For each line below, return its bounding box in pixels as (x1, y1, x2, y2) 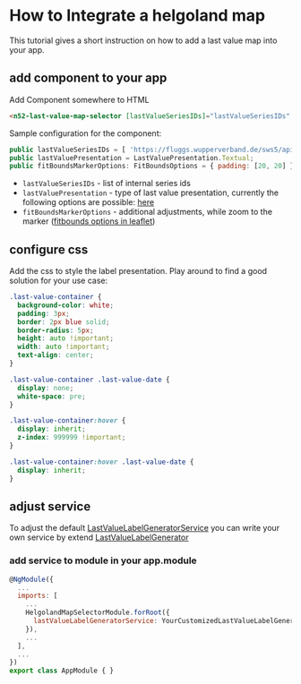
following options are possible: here (21, 197, 155, 208)
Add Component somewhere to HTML (9, 94, 150, 105)
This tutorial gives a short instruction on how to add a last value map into (9, 35, 278, 46)
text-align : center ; (17, 351, 94, 360)
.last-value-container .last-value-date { (9, 375, 170, 384)
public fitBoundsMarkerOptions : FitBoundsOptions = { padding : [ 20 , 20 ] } (9, 162, 295, 171)
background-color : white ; (17, 301, 115, 310)
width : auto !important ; (17, 342, 110, 352)
